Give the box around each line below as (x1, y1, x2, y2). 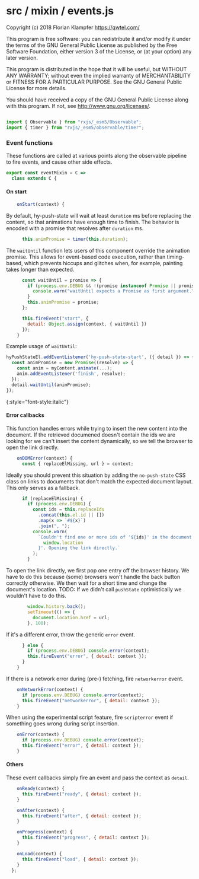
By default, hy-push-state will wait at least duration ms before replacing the (6, 212, 191, 219)
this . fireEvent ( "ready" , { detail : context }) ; (21, 791, 142, 797)
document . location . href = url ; (32, 614, 110, 620)
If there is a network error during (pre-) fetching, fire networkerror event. (6, 675, 184, 682)
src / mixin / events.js (6, 4, 114, 18)
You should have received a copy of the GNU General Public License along (6, 96, 188, 103)
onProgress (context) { (17, 829, 73, 835)
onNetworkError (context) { (17, 686, 84, 692)
